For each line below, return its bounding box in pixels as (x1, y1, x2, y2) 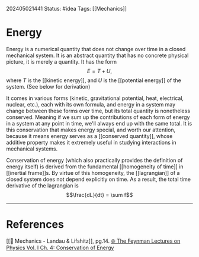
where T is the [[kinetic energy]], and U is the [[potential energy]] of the (6, 77, 182, 84)
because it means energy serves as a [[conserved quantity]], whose (6, 132, 173, 139)
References (6, 218, 64, 231)
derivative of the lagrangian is (6, 181, 79, 189)
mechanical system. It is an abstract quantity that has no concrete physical (6, 52, 189, 59)
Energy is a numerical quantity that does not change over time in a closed (6, 45, 186, 52)
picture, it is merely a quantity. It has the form (6, 58, 117, 65)
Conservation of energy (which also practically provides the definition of (6, 156, 183, 164)
